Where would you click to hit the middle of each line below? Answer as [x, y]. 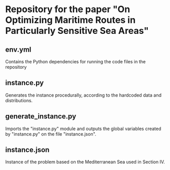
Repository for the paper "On [68, 9]
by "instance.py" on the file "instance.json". [51, 134]
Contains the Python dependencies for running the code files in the [76, 61]
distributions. [19, 100]
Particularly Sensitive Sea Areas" [77, 31]
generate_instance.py [41, 117]
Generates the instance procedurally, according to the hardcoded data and [83, 95]
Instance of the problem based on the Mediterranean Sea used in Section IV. [85, 162]
